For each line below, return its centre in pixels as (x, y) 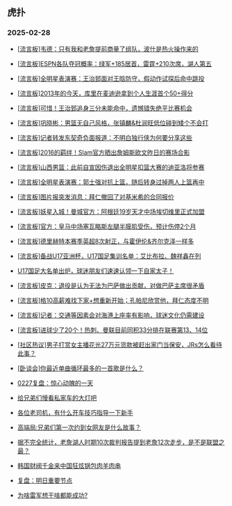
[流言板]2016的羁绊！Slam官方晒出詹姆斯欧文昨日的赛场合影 (103, 152)
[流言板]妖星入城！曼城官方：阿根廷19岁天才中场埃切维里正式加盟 (111, 212)
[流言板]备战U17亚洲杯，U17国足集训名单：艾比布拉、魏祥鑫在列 (109, 255)
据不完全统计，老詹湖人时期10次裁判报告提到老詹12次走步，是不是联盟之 (121, 442)
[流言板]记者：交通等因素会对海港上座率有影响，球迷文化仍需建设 (111, 315)
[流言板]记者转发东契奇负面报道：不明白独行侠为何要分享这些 (105, 137)
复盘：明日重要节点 (45, 480)
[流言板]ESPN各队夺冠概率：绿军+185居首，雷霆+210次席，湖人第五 (114, 63)
